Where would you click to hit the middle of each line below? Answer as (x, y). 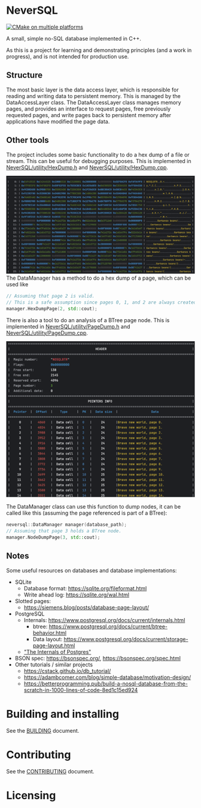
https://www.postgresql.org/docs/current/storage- (126, 639)
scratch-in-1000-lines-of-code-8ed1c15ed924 (81, 690)
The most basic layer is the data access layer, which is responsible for (92, 90)
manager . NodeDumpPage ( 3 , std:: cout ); (53, 538)
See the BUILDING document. (43, 730)
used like (17, 284)
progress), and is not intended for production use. (68, 56)
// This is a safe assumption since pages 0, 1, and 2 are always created (101, 302)
